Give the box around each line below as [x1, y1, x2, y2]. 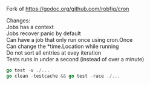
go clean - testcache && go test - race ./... [6, 73, 120, 79]
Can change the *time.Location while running [6, 42, 119, 50]
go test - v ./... [6, 67, 50, 73]
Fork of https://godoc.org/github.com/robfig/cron [6, 5, 129, 12]
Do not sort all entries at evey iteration [6, 49, 102, 56]
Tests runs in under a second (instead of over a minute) [6, 56, 145, 63]
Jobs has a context [6, 24, 54, 30]
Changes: [6, 17, 30, 24]
